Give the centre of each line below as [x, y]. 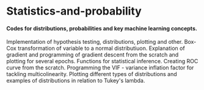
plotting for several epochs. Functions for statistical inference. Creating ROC [102, 61]
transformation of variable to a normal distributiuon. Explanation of [101, 48]
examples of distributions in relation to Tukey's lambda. [76, 81]
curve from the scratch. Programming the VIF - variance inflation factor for [100, 67]
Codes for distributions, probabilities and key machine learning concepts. [102, 28]
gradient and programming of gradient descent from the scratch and [93, 55]
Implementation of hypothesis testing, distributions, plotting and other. [95, 42]
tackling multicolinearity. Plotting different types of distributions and [92, 74]
